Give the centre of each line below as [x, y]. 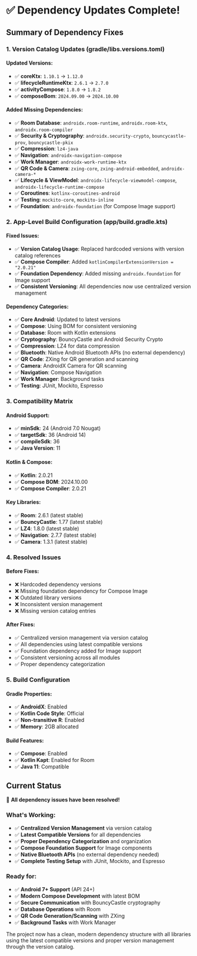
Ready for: [21, 877]
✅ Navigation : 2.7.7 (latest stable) [56, 535]
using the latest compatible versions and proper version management [90, 940]
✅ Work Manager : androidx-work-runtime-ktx [71, 162]
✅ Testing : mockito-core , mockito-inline [64, 199]
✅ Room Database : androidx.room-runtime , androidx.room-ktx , [91, 123]
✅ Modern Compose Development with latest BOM [77, 896]
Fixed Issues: [23, 236]
